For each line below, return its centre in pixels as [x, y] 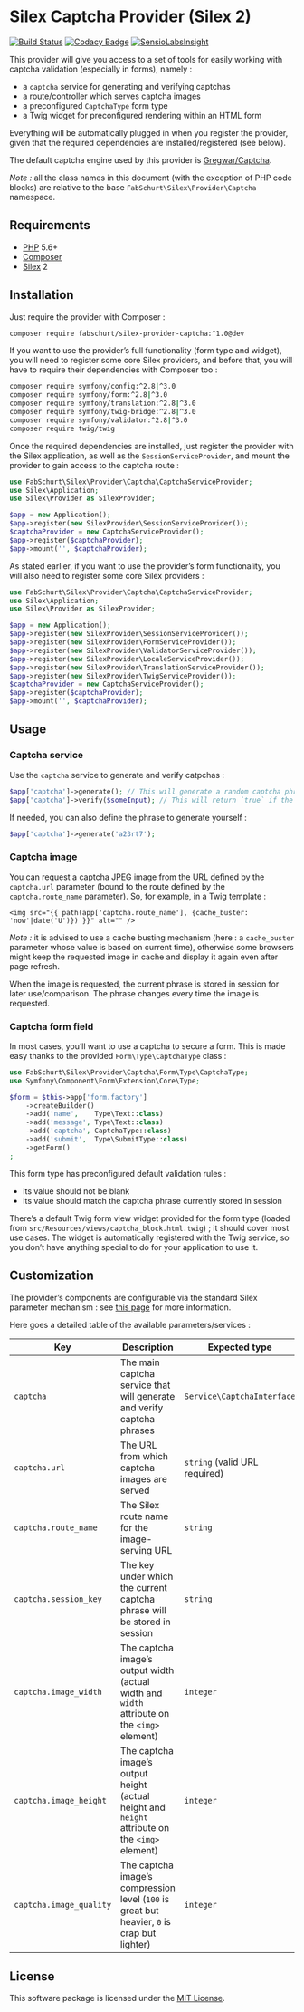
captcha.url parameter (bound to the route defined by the [118, 886]
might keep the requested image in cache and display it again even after [144, 957]
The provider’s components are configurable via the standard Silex [133, 1297]
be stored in [145, 1622]
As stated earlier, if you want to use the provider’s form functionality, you [145, 566]
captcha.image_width [58, 1692]
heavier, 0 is [146, 1921]
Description [147, 1347]
